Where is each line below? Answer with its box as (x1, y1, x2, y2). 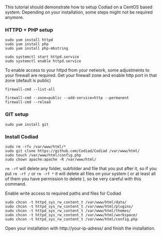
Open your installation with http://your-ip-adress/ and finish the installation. (5, 225, 156, 231)
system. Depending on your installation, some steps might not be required (5, 9, 153, 15)
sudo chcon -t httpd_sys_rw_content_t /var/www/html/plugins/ (5, 204, 133, 209)
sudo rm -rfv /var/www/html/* (5, 144, 66, 149)
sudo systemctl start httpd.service (5, 54, 79, 60)
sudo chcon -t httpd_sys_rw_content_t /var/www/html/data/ (5, 200, 127, 204)
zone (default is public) (5, 78, 51, 84)
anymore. (5, 15, 24, 20)
